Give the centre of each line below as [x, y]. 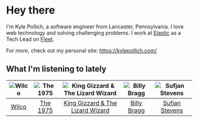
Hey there [31, 10]
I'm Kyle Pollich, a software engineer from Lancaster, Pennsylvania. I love [95, 27]
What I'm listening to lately [56, 69]
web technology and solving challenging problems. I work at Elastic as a [94, 32]
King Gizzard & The [90, 103]
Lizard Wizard [90, 110]
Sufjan [172, 103]
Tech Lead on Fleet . [30, 39]
